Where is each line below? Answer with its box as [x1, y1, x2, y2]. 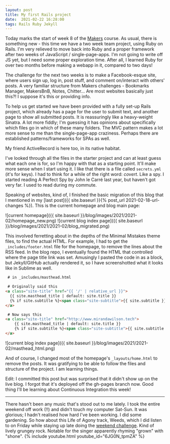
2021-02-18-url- [125, 197, 160, 203]
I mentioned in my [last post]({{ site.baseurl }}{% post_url [5, 197, 125, 203]
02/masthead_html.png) [5, 345, 56, 351]
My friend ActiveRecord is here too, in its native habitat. [5, 145, 121, 152]
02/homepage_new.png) [5, 218, 57, 224]
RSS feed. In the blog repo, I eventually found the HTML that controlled [5, 249, 153, 255]
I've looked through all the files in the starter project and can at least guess [5, 155, 161, 161]
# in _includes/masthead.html [7, 275, 71, 280]
